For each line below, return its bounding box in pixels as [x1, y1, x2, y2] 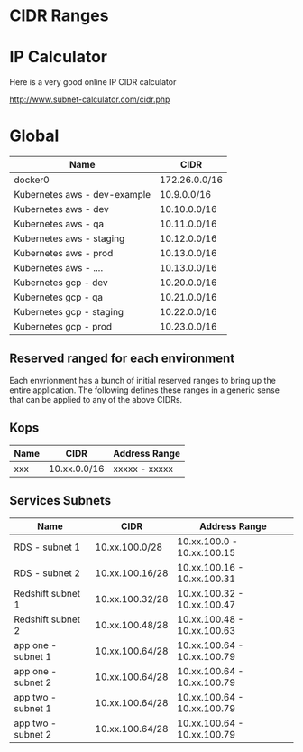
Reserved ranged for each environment [9, 351, 235, 367]
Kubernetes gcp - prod [14, 320, 113, 333]
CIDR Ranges [9, 5, 109, 26]
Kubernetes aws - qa [14, 218, 105, 230]
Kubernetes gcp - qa [14, 291, 104, 303]
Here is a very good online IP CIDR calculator [9, 77, 177, 88]
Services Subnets [9, 493, 111, 508]
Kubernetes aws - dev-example [14, 189, 151, 201]
